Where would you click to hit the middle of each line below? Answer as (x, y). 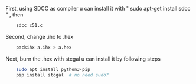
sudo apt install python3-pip (53, 69)
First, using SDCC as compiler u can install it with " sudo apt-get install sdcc (98, 9)
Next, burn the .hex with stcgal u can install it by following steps (83, 59)
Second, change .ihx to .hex (40, 36)
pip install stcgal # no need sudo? (63, 75)
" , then (14, 15)
